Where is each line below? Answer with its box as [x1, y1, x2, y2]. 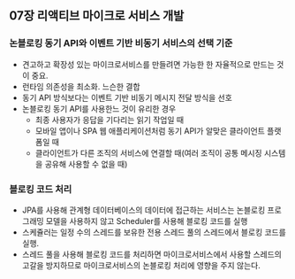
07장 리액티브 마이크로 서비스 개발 [9, 8, 185, 24]
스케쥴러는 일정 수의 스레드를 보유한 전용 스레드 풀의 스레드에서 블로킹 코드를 [21, 227, 287, 237]
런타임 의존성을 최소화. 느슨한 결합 [21, 81, 140, 91]
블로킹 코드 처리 [9, 182, 72, 195]
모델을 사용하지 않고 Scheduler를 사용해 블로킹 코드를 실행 [45, 215, 248, 226]
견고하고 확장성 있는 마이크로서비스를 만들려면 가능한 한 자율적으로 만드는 [21, 58, 276, 69]
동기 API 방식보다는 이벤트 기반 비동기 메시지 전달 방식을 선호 [21, 92, 232, 103]
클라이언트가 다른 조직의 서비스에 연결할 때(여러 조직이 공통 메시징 [34, 147, 262, 158]
